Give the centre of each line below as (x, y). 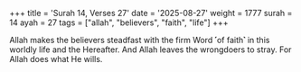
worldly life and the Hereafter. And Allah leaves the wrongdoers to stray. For (150, 49)
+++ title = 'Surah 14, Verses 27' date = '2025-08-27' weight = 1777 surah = (151, 13)
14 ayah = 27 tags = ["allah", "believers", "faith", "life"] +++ (119, 22)
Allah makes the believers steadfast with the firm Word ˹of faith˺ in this (140, 40)
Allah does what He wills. (56, 59)
